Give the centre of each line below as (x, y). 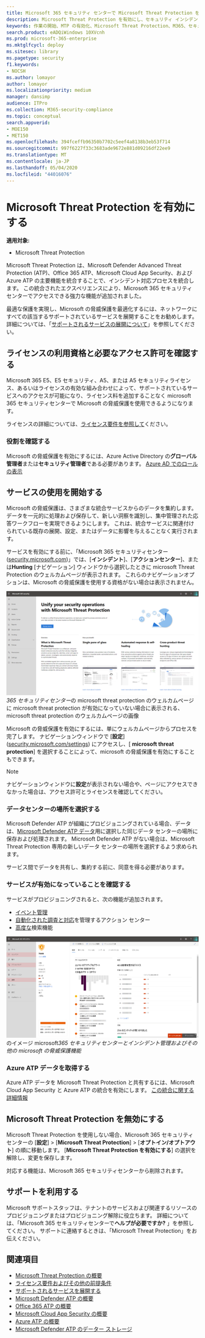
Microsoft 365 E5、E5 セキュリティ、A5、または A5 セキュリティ (88, 381)
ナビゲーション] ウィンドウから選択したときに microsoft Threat (115, 567)
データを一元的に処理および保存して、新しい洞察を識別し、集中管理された (100, 516)
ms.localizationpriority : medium (49, 91)
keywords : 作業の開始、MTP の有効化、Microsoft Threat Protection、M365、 (97, 26)
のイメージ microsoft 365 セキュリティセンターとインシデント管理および (97, 1043)
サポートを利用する (42, 1192)
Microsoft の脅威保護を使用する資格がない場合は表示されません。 (115, 582)
